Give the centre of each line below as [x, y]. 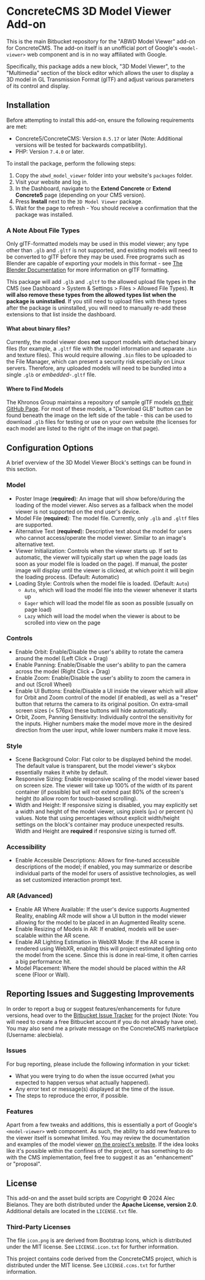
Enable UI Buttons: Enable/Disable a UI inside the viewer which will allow [106, 691]
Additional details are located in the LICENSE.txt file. [72, 1211]
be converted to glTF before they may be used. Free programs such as [95, 257]
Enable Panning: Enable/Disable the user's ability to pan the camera [101, 665]
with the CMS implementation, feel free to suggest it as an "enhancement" [100, 1157]
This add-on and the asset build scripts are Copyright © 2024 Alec [91, 1198]
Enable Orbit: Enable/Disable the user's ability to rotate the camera [99, 652]
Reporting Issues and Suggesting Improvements [100, 994]
